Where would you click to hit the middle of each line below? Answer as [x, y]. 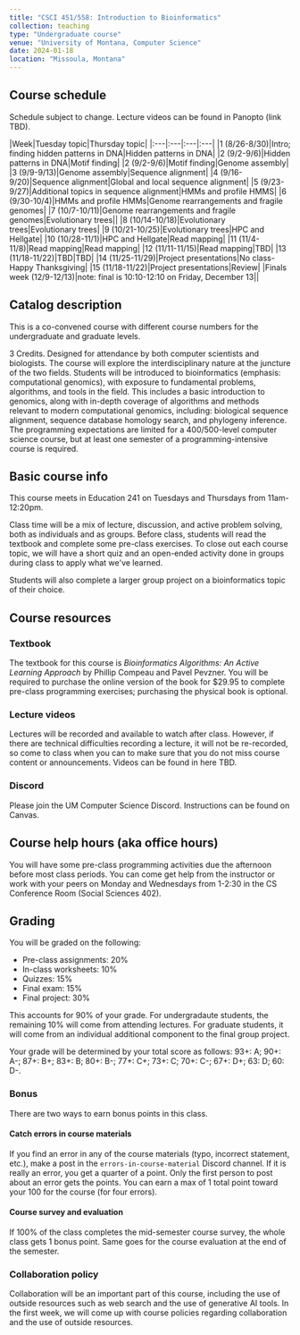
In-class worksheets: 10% [70, 969]
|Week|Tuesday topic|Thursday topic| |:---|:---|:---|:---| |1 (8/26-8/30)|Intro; [150, 143]
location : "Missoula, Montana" [67, 59]
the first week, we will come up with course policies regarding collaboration [148, 1313]
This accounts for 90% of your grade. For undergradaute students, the [139, 1016]
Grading [32, 921]
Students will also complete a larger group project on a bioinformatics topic [147, 580]
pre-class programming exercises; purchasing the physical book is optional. [149, 692]
